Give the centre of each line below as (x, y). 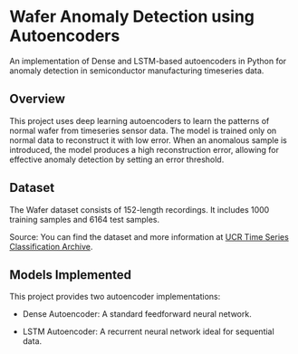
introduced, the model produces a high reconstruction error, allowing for (144, 149)
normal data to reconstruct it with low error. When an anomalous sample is (149, 140)
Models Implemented (71, 275)
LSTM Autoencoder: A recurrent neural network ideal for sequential (148, 331)
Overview (38, 99)
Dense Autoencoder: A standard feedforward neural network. (137, 314)
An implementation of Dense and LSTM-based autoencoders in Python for (148, 61)
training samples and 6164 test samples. (85, 219)
